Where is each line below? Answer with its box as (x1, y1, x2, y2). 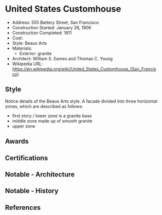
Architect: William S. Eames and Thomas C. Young (12, 55, 113, 61)
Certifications (5, 154, 48, 162)
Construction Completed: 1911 (12, 30, 72, 36)
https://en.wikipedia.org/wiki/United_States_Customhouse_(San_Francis (12, 66, 157, 72)
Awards (5, 137, 29, 145)
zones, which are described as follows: (5, 103, 84, 109)
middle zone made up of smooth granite (12, 118, 92, 124)
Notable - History (5, 187, 59, 195)
